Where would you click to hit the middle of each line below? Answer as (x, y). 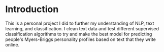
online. (12, 44)
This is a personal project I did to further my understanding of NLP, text (80, 23)
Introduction (32, 9)
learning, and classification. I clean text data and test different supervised (82, 28)
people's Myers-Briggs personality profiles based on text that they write (81, 39)
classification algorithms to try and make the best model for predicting (79, 34)
